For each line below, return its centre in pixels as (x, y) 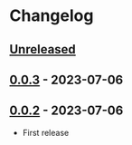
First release (46, 132)
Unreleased (43, 49)
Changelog (52, 16)
